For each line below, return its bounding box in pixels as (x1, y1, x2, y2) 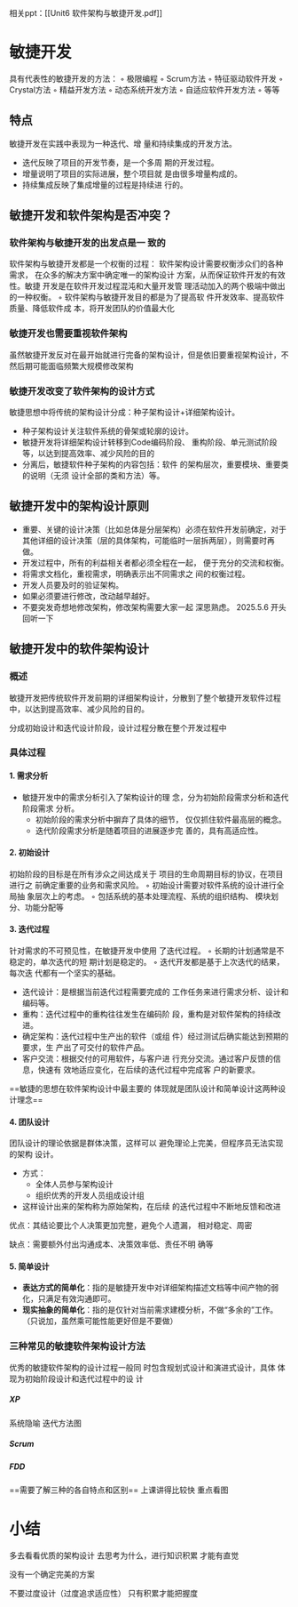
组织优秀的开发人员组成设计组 (35, 1190, 145, 1201)
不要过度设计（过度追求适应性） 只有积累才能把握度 (9, 1588, 198, 1599)
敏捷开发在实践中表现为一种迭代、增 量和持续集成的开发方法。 (9, 138, 237, 149)
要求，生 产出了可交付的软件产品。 (21, 1042, 149, 1053)
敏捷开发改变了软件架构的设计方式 (9, 385, 155, 398)
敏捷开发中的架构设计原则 (9, 499, 149, 514)
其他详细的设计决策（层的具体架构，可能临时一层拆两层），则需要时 (21, 534, 268, 545)
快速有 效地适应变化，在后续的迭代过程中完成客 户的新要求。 (37, 1065, 260, 1075)
